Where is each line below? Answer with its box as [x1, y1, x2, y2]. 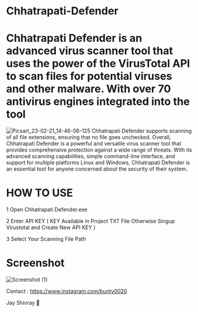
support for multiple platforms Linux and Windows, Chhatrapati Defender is [6, 159, 190, 166]
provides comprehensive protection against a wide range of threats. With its [6, 146, 192, 153]
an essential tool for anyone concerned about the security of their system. [6, 165, 188, 172]
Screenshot [6, 257, 65, 270]
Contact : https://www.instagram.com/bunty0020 [6, 288, 127, 295]
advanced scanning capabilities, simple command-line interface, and [6, 153, 175, 160]
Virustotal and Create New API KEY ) [6, 224, 96, 231]
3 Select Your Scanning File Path [6, 236, 86, 243]
